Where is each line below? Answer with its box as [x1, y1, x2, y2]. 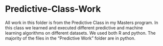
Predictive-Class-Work [5, 3, 101, 15]
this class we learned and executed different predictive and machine [5, 24, 143, 30]
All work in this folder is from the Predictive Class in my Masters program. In [5, 20, 158, 25]
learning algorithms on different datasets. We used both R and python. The [5, 30, 156, 36]
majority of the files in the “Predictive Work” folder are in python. [5, 35, 136, 41]
